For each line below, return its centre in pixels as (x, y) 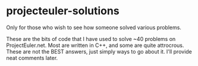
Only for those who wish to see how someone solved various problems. (94, 27)
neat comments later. (32, 58)
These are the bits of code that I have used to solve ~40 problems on (91, 39)
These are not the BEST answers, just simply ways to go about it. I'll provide (99, 51)
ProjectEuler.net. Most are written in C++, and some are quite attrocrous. (95, 45)
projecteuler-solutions (63, 11)
